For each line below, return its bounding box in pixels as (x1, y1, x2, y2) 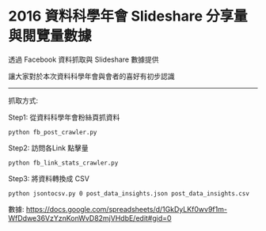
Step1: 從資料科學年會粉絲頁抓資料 (8, 112, 120, 122)
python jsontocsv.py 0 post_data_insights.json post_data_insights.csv (8, 189, 249, 198)
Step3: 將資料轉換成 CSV (8, 173, 89, 183)
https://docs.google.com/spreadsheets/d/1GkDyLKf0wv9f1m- (25, 204, 228, 214)
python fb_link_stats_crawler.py (8, 159, 119, 167)
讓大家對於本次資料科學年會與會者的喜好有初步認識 (8, 71, 175, 81)
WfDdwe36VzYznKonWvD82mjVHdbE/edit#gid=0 (8, 213, 172, 222)
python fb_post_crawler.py (8, 128, 97, 136)
